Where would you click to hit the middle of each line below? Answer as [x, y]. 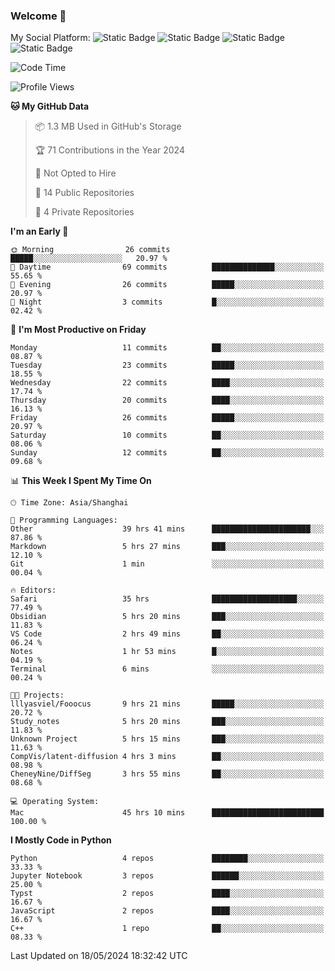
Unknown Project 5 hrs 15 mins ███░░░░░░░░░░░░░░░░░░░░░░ [167, 739]
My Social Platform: [50, 38]
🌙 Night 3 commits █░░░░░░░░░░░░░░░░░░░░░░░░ [167, 302]
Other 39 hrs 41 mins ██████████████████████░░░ [167, 529]
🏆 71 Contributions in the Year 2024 [109, 150]
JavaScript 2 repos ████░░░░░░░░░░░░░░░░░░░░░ [167, 911]
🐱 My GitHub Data [50, 106]
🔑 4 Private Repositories [84, 212]
